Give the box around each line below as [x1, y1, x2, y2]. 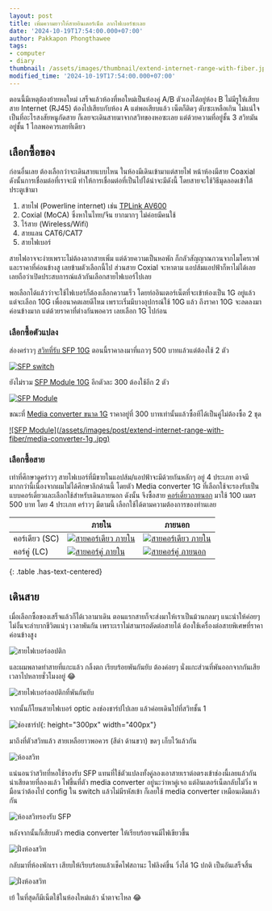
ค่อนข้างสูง [9, 630, 37, 639]
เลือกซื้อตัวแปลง [9, 327, 59, 338]
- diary [9, 57, 36, 65]
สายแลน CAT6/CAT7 [20, 228, 83, 238]
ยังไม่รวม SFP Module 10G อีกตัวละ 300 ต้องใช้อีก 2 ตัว [9, 377, 169, 386]
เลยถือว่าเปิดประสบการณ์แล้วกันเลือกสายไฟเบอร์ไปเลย [9, 272, 152, 281]
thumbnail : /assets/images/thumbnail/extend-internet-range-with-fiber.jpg [9, 65, 270, 73]
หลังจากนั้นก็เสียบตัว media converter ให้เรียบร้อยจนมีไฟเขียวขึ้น [9, 828, 190, 837]
